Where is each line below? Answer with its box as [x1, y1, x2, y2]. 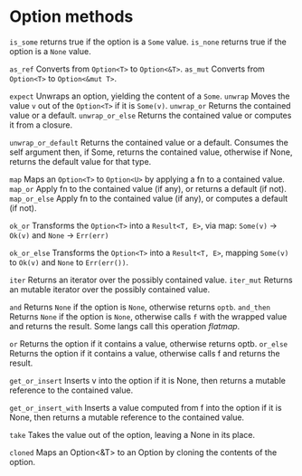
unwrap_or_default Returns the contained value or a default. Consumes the [9, 137, 289, 148]
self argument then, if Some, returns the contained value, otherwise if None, [9, 147, 293, 157]
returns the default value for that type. [9, 156, 152, 167]
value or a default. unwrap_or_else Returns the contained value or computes [9, 109, 292, 120]
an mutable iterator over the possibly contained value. [9, 283, 211, 295]
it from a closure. [9, 119, 73, 130]
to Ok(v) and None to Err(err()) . [9, 256, 129, 268]
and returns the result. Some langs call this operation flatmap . [9, 320, 241, 331]
